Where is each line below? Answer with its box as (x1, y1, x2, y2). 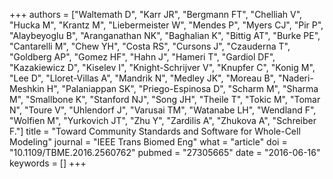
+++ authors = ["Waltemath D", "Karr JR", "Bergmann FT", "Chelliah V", (9, 9, 303, 20)
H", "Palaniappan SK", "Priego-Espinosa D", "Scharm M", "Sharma (46, 83, 319, 94)
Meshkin (9, 83, 45, 94)
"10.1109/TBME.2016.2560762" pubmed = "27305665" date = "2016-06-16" (9, 147, 321, 158)
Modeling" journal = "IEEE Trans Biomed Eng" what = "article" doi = (9, 136, 288, 148)
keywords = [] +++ (9, 157, 87, 169)
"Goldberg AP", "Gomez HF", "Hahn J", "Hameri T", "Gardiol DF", (9, 51, 276, 63)
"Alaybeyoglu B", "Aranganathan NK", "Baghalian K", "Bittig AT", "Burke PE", (9, 30, 321, 41)
